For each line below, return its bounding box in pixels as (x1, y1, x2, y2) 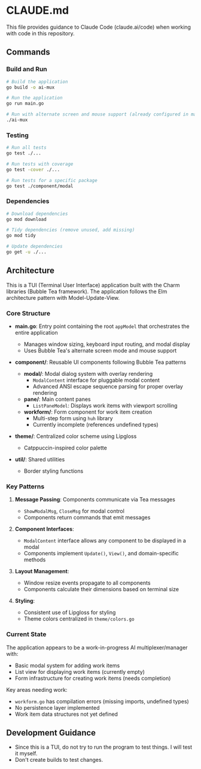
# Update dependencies (6, 244, 63, 250)
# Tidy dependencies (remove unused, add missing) (6, 227, 135, 233)
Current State (6, 630, 47, 639)
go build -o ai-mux (6, 84, 55, 90)
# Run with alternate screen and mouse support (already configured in (6, 111, 188, 117)
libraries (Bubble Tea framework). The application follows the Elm (6, 288, 167, 295)
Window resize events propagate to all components (23, 579, 151, 586)
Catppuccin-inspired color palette (23, 444, 108, 452)
